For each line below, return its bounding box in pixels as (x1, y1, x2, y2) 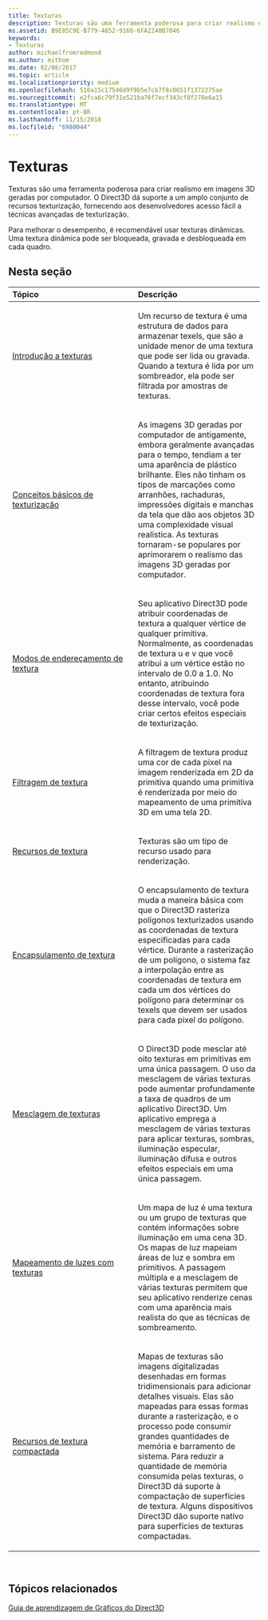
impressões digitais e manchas (138, 498, 254, 510)
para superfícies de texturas (138, 1520, 244, 1531)
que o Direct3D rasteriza (138, 904, 230, 915)
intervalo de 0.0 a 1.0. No (138, 668, 234, 679)
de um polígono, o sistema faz (138, 954, 251, 965)
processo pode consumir (138, 1420, 232, 1431)
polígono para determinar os (138, 994, 245, 1005)
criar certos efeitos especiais (138, 708, 247, 719)
